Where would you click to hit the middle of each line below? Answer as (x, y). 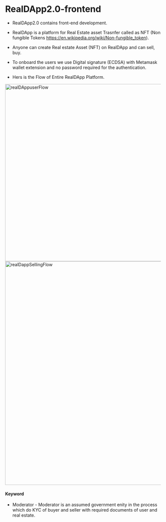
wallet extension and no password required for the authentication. (79, 67)
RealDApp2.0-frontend (53, 9)
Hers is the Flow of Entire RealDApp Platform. (58, 77)
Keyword (15, 494)
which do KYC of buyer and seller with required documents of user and (85, 510)
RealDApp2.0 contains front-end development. (60, 23)
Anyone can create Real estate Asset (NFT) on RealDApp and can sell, (83, 47)
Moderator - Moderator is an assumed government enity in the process (85, 505)
